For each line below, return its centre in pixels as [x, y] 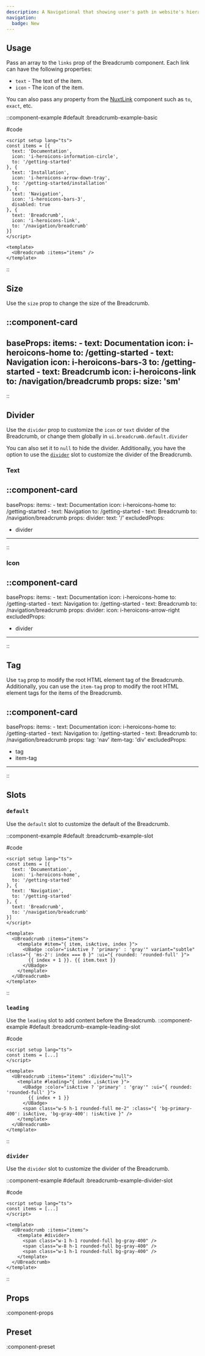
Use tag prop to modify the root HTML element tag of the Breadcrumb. [95, 680]
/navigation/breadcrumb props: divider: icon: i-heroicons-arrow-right [93, 610]
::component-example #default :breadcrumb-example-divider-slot [89, 1180]
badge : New [26, 23]
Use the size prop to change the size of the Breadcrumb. [78, 303]
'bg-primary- [175, 1109]
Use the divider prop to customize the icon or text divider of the [88, 430]
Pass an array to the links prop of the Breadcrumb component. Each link [98, 63]
